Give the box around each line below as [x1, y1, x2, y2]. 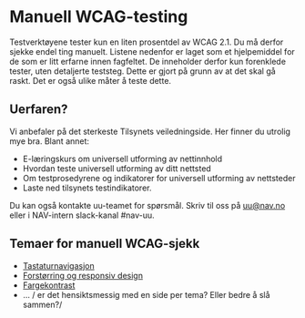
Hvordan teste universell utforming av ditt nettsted [22, 162, 211, 174]
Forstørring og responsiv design [22, 270, 144, 281]
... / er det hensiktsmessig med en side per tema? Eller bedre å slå [22, 289, 270, 300]
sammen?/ [22, 299, 63, 310]
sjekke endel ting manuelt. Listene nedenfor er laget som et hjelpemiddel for [9, 46, 296, 56]
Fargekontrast [22, 280, 76, 291]
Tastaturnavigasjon [22, 260, 95, 271]
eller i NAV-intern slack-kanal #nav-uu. [9, 210, 155, 221]
